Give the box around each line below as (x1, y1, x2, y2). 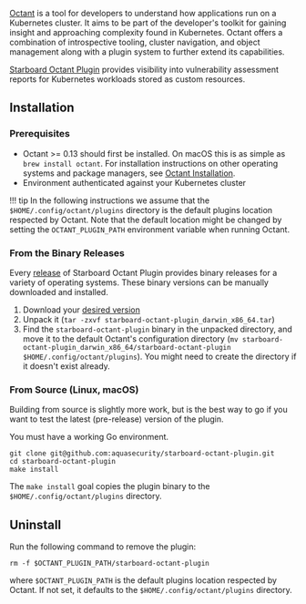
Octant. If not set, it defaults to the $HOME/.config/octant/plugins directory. (9, 585, 293, 596)
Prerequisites (9, 128, 70, 140)
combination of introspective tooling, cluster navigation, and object (9, 36, 260, 47)
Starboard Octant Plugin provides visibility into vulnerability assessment (9, 64, 280, 75)
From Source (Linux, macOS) (9, 383, 139, 395)
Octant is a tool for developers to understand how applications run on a (9, 8, 277, 18)
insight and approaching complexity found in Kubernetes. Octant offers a (9, 27, 283, 37)
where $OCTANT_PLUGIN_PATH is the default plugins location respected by (9, 575, 278, 586)
